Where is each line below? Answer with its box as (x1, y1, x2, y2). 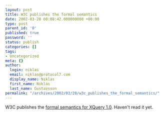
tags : (5, 49, 16, 54)
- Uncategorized (5, 53, 39, 59)
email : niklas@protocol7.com (9, 72, 70, 77)
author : (5, 63, 21, 68)
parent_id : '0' (5, 26, 37, 31)
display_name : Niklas (9, 77, 55, 82)
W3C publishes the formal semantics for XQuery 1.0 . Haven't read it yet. (5, 104, 153, 110)
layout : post (5, 7, 32, 12)
